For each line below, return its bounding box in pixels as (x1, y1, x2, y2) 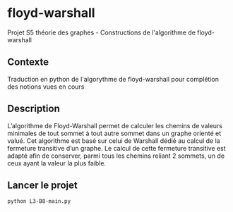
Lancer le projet (7, 179, 78, 191)
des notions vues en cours (7, 82, 85, 91)
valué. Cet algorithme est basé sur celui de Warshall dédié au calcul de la (7, 136, 220, 145)
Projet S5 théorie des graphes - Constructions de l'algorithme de (7, 28, 196, 37)
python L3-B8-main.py (7, 198, 71, 205)
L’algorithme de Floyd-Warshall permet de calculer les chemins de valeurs (7, 121, 222, 130)
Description (7, 103, 60, 115)
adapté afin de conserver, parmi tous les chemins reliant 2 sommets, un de (7, 151, 225, 160)
